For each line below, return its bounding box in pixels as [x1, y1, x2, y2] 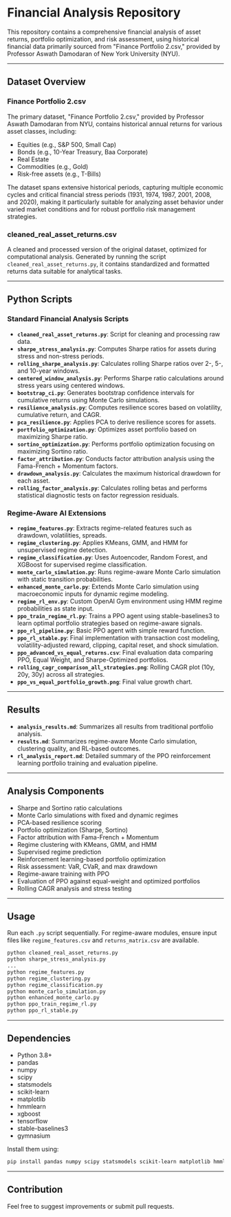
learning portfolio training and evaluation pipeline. [16, 759, 158, 767]
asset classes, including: [7, 127, 77, 135]
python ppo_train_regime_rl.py [7, 1001, 97, 1008]
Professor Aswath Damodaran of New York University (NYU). [7, 50, 180, 58]
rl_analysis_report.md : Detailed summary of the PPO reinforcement [16, 751, 211, 759]
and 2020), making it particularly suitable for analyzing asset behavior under [7, 198, 224, 206]
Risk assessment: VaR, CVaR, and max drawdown [16, 862, 158, 870]
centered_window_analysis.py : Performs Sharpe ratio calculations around [16, 374, 224, 382]
